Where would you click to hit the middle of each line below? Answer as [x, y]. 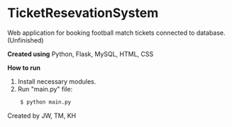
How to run [24, 67]
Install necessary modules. [57, 81]
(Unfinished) [26, 40]
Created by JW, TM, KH [42, 116]
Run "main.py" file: [45, 89]
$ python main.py [46, 102]
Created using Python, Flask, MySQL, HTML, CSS [81, 54]
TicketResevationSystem [83, 13]
